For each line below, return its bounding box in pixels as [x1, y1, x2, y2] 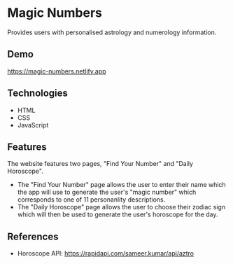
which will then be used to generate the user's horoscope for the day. [17, 210, 218, 218]
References [7, 230, 59, 242]
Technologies [7, 88, 69, 99]
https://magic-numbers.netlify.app [7, 67, 106, 75]
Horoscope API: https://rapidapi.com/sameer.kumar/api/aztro [17, 249, 195, 258]
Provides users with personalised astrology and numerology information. [7, 28, 217, 36]
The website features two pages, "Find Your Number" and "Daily [7, 160, 194, 168]
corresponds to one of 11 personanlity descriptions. [17, 195, 166, 204]
